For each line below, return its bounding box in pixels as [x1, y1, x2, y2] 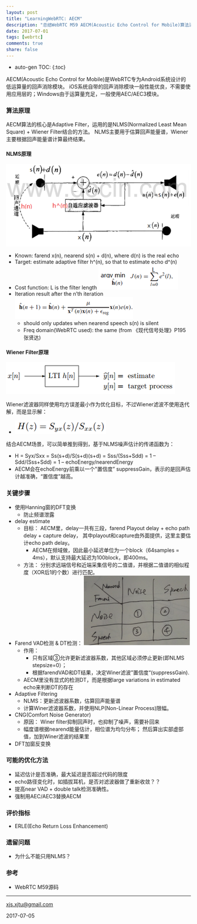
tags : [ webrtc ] [6, 34, 43, 41]
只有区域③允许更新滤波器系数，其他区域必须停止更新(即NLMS [32, 654, 185, 661]
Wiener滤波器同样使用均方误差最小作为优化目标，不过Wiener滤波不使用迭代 [6, 401, 190, 408]
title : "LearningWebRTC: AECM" [6, 15, 83, 22]
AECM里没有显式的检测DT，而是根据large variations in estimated [23, 676, 181, 683]
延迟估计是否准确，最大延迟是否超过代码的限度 [14, 771, 128, 778]
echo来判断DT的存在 [23, 684, 74, 691]
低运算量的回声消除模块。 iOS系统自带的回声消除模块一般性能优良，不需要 [6, 83, 186, 90]
